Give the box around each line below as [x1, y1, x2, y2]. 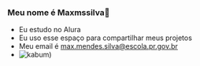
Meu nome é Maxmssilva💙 [7, 7, 110, 18]
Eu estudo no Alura [18, 25, 81, 35]
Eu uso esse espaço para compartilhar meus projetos [18, 33, 192, 42]
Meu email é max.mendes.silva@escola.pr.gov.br [18, 42, 179, 51]
